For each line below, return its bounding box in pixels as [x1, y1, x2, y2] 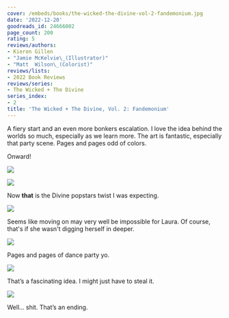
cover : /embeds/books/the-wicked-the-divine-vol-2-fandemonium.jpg [7, 10, 204, 17]
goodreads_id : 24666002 [7, 23, 75, 29]
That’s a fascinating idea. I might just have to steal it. [7, 277, 155, 285]
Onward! [7, 152, 31, 160]
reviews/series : [7, 80, 53, 87]
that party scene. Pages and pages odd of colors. [7, 138, 147, 147]
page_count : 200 [7, 29, 53, 36]
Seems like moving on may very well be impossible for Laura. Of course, [7, 217, 211, 225]
